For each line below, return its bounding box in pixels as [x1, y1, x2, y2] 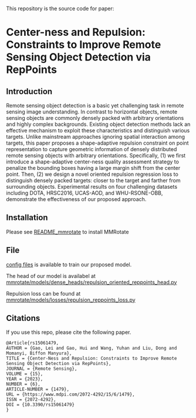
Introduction [6, 86, 53, 96]
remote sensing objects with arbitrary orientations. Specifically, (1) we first [6, 152, 186, 159]
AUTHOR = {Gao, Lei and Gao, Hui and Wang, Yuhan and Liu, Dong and [6, 345, 177, 352]
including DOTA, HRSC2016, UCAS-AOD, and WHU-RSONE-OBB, [6, 189, 163, 196]
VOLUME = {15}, [6, 371, 43, 377]
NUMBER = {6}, [6, 382, 41, 387]
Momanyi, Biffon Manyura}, [6, 350, 72, 356]
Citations [6, 313, 40, 323]
